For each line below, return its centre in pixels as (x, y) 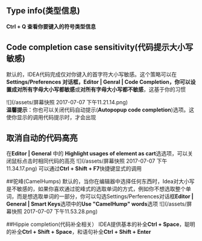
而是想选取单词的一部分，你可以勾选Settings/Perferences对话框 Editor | (105, 196)
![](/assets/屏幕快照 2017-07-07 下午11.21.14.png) (67, 102)
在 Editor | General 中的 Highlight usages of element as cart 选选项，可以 (97, 154)
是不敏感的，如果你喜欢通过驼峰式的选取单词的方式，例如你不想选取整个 (96, 189)
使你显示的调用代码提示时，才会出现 (51, 117)
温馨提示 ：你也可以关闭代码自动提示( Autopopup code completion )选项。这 (100, 110)
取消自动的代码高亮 (42, 138)
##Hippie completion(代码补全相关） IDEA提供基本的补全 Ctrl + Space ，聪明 (101, 224)
